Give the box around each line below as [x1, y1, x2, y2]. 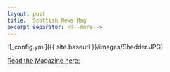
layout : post [7, 10, 46, 18]
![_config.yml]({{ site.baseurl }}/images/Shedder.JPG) [7, 43, 164, 52]
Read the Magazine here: [7, 56, 80, 65]
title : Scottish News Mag [7, 17, 87, 24]
